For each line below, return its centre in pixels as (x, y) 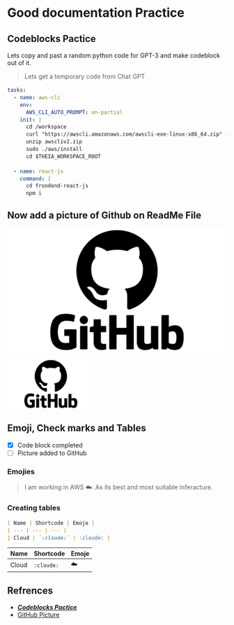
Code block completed (50, 445)
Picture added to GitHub (52, 453)
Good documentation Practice (96, 13)
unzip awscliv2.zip (54, 142)
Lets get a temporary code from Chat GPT (85, 76)
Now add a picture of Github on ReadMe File (104, 215)
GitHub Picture (38, 615)
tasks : (17, 90)
